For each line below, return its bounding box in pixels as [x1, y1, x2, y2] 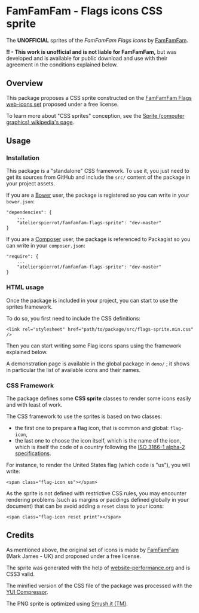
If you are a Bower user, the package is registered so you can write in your [6, 191, 189, 199]
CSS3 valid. [6, 570, 35, 578]
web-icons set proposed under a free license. [6, 100, 119, 108]
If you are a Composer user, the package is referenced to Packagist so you [6, 236, 191, 243]
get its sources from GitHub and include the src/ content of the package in [6, 173, 191, 181]
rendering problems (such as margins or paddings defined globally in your [6, 496, 189, 504]
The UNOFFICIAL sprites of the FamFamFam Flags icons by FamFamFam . [6, 36, 188, 44]
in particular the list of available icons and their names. [6, 366, 141, 373]
